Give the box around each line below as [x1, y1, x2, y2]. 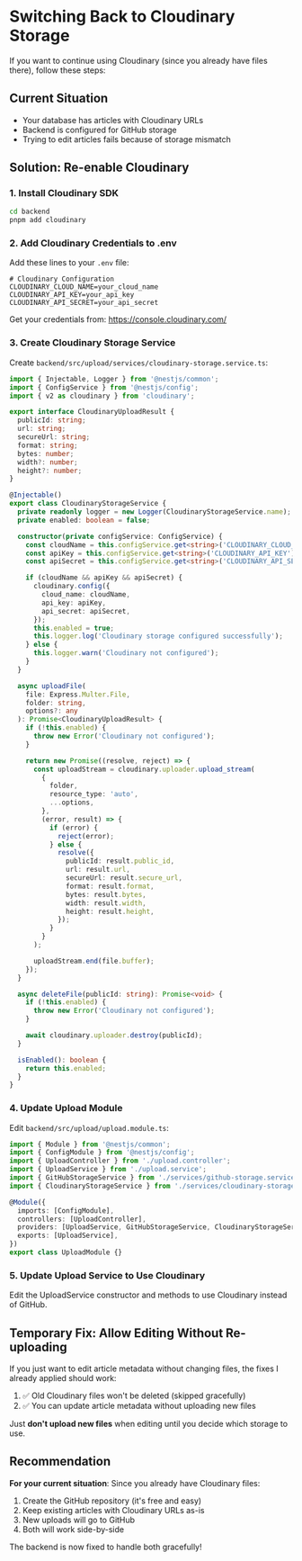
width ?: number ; [17, 457, 78, 467]
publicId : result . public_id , [66, 857, 175, 866]
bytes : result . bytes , [66, 890, 147, 899]
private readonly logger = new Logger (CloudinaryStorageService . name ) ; [17, 507, 292, 516]
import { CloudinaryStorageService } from [9, 1181, 171, 1190]
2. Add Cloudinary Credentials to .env [9, 237, 177, 249]
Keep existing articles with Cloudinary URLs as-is [22, 1504, 205, 1515]
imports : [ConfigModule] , [17, 1206, 115, 1216]
